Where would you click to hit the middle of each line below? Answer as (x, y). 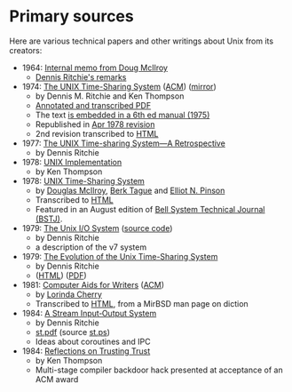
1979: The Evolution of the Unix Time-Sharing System (120, 256)
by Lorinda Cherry (68, 294)
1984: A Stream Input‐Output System (89, 313)
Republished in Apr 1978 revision (95, 124)
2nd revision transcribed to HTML (97, 133)
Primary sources (72, 16)
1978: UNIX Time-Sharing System (83, 180)
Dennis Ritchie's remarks (81, 76)
